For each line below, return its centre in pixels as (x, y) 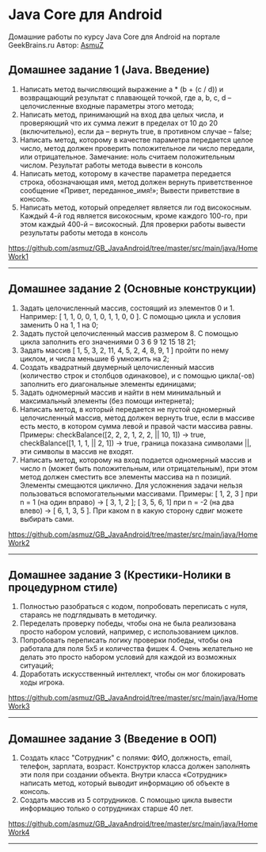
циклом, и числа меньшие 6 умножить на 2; (95, 358)
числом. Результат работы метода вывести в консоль (111, 165)
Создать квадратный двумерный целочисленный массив (117, 367)
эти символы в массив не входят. (77, 451)
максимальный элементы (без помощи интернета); (107, 401)
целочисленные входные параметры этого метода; (107, 106)
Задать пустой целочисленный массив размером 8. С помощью (129, 333)
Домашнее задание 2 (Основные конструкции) (132, 289)
